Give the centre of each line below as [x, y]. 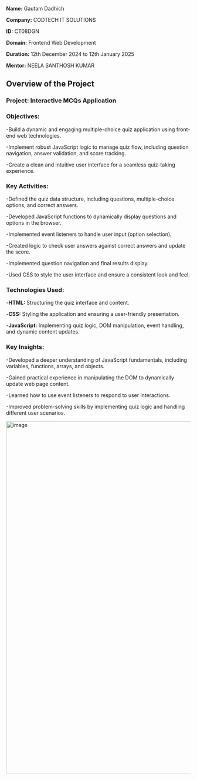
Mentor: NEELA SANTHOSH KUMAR [50, 65]
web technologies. [39, 135]
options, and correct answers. [42, 205]
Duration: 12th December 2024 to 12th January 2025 [70, 54]
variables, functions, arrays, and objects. [55, 366]
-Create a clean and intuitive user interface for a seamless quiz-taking [91, 165]
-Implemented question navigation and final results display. [77, 263]
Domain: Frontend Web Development [51, 43]
